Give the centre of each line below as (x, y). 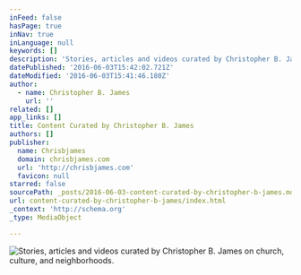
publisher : (30, 142)
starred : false (38, 185)
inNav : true (31, 34)
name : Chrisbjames (52, 150)
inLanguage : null (42, 43)
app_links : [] (36, 117)
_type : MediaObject (46, 217)
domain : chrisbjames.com (64, 159)
